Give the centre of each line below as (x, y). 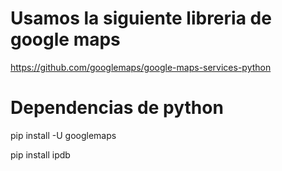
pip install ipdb (40, 154)
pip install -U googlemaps (63, 135)
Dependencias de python (117, 108)
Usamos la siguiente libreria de (141, 18)
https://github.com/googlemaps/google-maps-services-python (141, 67)
